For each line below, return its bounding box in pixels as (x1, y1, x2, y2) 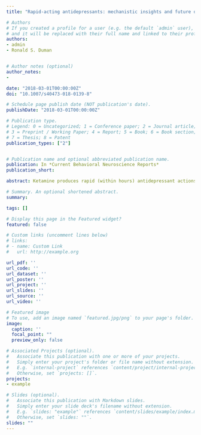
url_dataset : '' (6, 271, 47, 277)
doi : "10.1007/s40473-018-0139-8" (6, 91, 93, 97)
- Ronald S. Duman (6, 47, 52, 54)
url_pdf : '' (6, 259, 36, 266)
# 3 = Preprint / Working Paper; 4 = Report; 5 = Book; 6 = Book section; (6, 129, 197, 135)
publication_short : (6, 167, 55, 173)
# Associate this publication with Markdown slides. (6, 398, 146, 404)
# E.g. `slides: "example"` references (6, 409, 111, 415)
